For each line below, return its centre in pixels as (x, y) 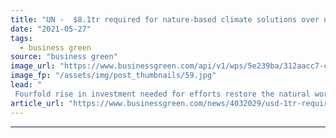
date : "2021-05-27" (51, 29)
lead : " (26, 85)
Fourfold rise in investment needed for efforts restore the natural (162, 94)
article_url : (37, 103)
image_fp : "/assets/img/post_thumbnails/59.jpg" (113, 76)
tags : (21, 38)
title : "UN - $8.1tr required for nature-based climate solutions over (165, 19)
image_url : (33, 66)
